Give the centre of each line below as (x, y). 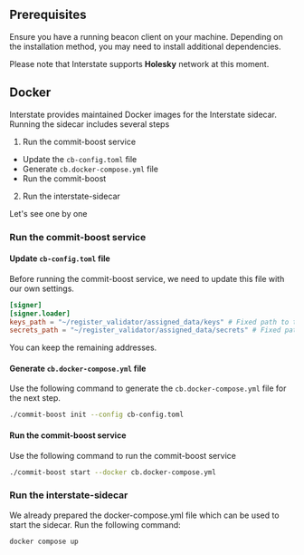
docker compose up (44, 541)
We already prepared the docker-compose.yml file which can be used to (144, 515)
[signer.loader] (40, 313)
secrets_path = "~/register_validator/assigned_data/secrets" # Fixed (145, 330)
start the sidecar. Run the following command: (95, 524)
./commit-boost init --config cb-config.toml (96, 415)
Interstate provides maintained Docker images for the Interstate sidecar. (143, 114)
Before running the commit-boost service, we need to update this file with (147, 278)
